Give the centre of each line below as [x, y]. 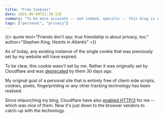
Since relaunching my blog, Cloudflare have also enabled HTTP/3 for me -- [80, 101]
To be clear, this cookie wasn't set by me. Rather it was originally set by [76, 66]
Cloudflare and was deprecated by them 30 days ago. [59, 71]
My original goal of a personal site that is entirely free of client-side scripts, [80, 81]
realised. [14, 91]
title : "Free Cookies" [28, 9]
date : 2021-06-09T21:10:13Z [33, 14]
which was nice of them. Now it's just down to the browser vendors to [75, 105]
